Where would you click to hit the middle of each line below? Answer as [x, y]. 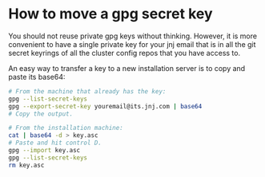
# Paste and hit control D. [55, 143]
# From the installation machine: [66, 128]
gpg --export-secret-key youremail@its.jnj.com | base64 [105, 106]
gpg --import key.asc [44, 151]
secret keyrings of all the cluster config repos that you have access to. [124, 53]
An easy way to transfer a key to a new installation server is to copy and [127, 68]
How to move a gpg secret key [111, 14]
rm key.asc [26, 165]
